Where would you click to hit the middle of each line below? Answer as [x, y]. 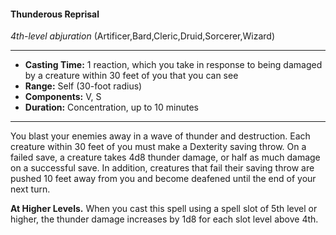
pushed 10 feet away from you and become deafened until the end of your [163, 179]
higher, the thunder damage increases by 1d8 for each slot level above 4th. [164, 219]
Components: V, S [63, 97]
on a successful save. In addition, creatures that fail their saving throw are [162, 168]
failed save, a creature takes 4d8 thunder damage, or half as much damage [165, 157]
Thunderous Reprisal [55, 14]
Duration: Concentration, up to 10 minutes [111, 107]
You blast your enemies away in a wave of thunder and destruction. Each [160, 136]
